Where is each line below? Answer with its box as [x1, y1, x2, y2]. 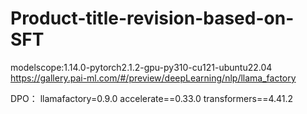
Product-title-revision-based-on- [10, 7, 295, 30]
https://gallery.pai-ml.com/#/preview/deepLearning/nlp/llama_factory [10, 72, 297, 84]
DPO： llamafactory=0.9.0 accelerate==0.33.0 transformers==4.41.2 [10, 92, 294, 104]
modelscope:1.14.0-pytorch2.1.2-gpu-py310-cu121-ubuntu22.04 [10, 61, 273, 73]
